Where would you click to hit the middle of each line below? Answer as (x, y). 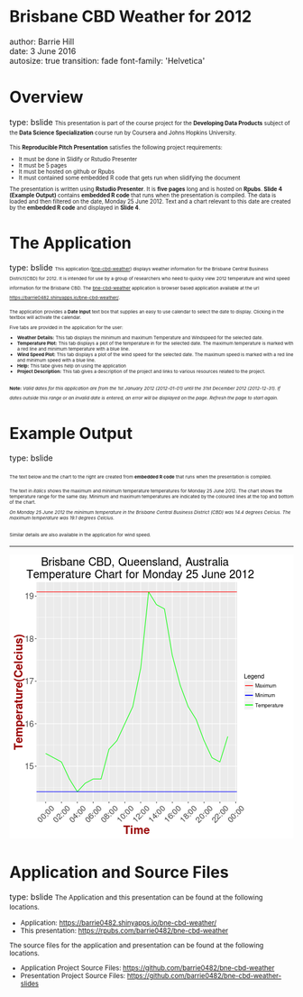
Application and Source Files (119, 872)
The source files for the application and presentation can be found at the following (137, 946)
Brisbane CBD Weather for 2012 (131, 17)
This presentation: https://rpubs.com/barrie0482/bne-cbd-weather (124, 931)
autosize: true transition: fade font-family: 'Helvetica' (107, 60)
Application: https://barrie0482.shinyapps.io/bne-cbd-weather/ (119, 923)
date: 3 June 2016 (43, 50)
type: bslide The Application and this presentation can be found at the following (136, 897)
